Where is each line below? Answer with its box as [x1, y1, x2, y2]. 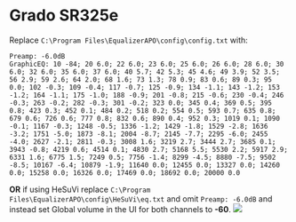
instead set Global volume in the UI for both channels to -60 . [9, 203, 231, 214]
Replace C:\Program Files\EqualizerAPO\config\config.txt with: [9, 35, 249, 45]
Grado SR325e [9, 5, 119, 26]
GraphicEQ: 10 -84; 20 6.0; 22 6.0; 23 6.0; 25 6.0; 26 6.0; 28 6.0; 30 [9, 59, 284, 68]
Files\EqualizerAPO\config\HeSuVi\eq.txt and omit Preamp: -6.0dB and [9, 193, 273, 204]
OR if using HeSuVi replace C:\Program [9, 184, 151, 194]
